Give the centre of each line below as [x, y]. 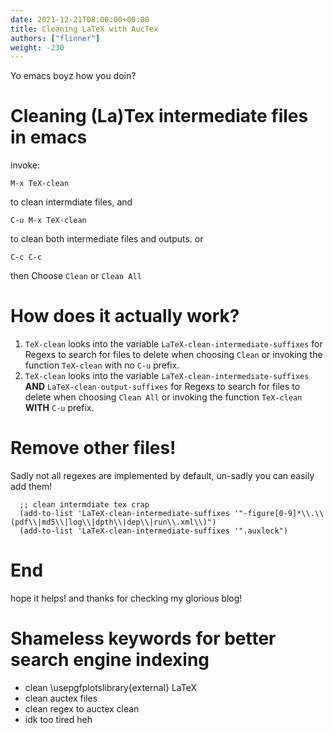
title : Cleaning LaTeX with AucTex [84, 29]
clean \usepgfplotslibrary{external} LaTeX [110, 687]
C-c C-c [26, 257]
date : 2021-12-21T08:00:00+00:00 [80, 19]
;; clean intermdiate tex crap [84, 505]
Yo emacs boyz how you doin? [73, 76]
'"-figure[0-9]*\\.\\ [279, 514]
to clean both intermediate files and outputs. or [107, 239]
